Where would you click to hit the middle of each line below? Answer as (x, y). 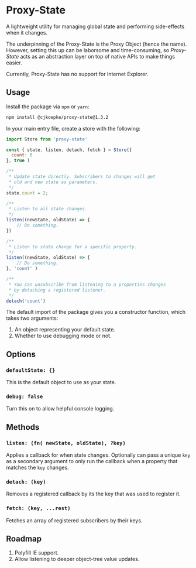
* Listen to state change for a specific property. (73, 247)
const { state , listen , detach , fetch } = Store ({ (69, 150)
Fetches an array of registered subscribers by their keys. (74, 520)
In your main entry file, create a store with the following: (73, 128)
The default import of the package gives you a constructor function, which (96, 312)
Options (21, 354)
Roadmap (24, 539)
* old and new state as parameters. (53, 182)
